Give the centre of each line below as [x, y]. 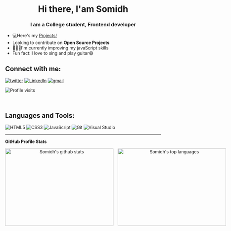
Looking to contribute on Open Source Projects [61, 43]
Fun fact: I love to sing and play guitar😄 [53, 53]
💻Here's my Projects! [34, 36]
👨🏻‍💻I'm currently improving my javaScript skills [60, 48]
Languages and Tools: [40, 115]
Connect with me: [33, 69]
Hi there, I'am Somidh [83, 9]
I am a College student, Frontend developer [83, 25]
